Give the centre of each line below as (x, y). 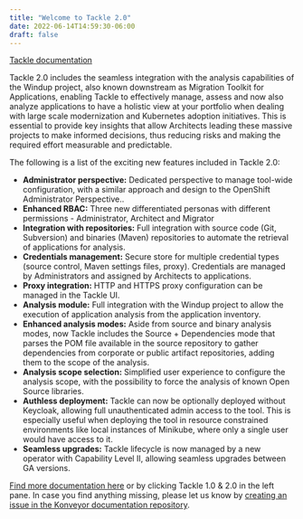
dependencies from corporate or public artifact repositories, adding (148, 353)
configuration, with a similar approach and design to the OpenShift (146, 190)
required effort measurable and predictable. (91, 145)
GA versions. (46, 468)
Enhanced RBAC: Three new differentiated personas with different (147, 209)
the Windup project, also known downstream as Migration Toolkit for (137, 88)
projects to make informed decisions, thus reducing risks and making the (145, 136)
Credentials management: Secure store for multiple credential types (151, 257)
